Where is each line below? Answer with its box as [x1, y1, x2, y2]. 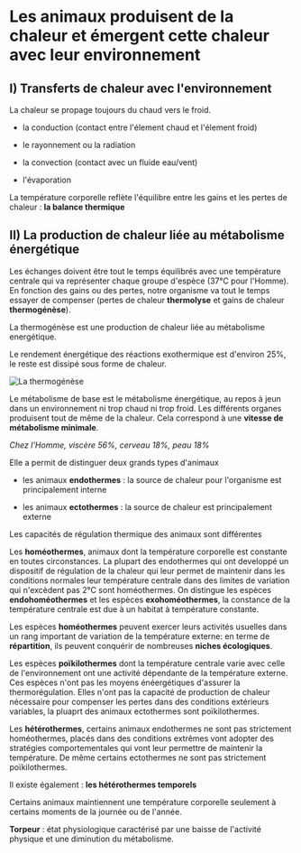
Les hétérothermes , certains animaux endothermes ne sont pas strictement [9, 723, 292, 734]
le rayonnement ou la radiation [22, 140, 136, 150]
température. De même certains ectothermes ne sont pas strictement [9, 752, 267, 763]
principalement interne [22, 484, 107, 495]
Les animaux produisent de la [9, 6, 234, 27]
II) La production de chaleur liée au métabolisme [9, 227, 286, 243]
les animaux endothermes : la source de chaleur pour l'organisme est [22, 474, 282, 485]
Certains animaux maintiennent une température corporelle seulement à [9, 796, 277, 807]
